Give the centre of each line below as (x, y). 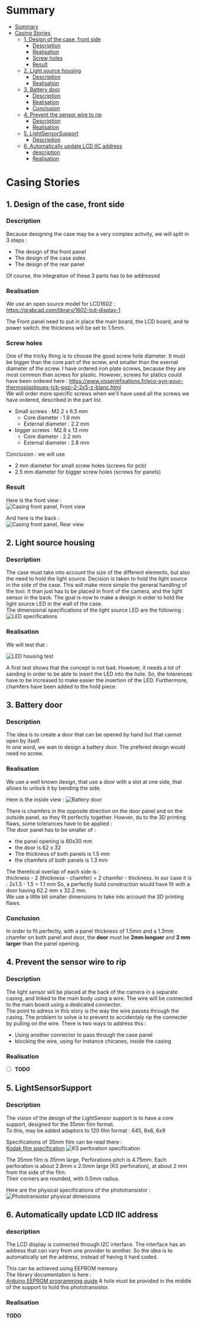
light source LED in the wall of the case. (54, 604)
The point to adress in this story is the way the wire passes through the (92, 1011)
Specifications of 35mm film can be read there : (64, 1142)
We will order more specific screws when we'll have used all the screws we (98, 394)
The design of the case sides (50, 258)
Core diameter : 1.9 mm (52, 418)
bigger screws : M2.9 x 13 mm (51, 430)
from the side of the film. (36, 1172)
